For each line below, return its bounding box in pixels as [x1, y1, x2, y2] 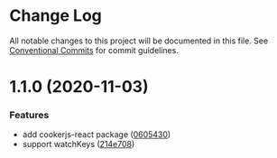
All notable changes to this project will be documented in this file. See [9, 35, 269, 46]
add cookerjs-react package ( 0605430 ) [22, 129, 171, 140]
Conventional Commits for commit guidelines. [9, 44, 179, 55]
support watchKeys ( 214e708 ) [22, 139, 135, 150]
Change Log [9, 5, 102, 26]
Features [9, 109, 50, 122]
